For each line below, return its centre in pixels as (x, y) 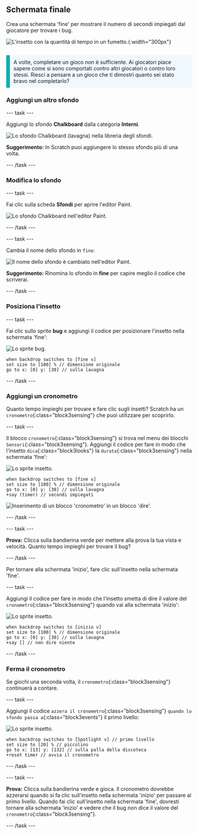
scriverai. (17, 280)
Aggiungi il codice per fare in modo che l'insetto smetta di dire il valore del (97, 599)
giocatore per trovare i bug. (39, 30)
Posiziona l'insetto (33, 306)
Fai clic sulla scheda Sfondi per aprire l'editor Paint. (69, 205)
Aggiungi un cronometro (42, 396)
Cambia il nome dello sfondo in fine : (51, 250)
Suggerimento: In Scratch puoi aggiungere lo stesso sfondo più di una (92, 147)
